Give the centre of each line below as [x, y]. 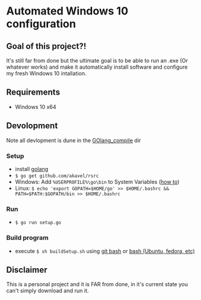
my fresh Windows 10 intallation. [46, 73]
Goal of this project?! [46, 46]
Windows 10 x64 [36, 107]
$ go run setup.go [38, 223]
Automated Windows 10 [67, 11]
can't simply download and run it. [48, 291]
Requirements [33, 92]
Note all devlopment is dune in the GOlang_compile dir [74, 140]
